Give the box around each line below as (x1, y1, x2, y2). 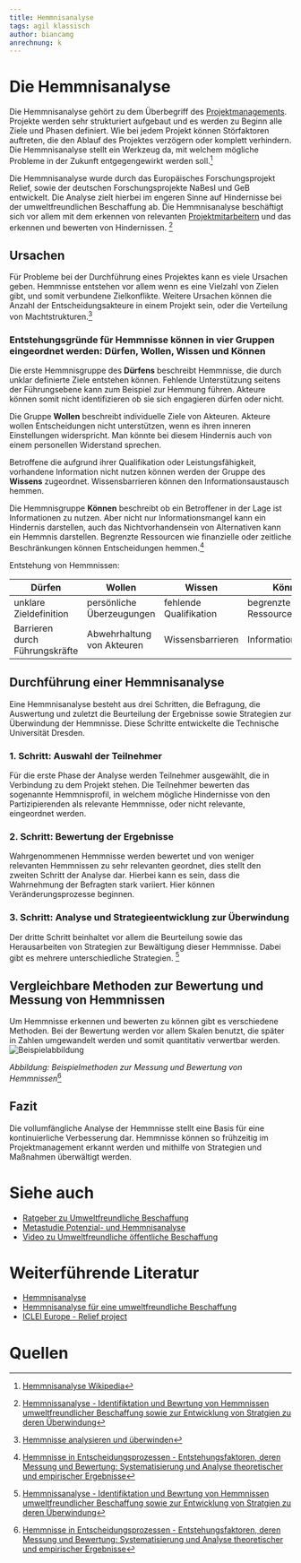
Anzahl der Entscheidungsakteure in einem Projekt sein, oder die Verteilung (9, 300, 288, 311)
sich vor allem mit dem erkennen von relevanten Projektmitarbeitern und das (9, 211, 291, 221)
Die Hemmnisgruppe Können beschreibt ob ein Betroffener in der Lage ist (9, 503, 282, 514)
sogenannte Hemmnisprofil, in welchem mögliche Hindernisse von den (9, 790, 271, 800)
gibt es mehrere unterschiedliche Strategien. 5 (9, 951, 180, 963)
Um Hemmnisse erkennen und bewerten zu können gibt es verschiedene (9, 1016, 279, 1027)
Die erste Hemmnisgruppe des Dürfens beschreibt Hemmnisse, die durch (9, 365, 282, 376)
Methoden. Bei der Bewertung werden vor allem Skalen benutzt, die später (9, 1025, 285, 1036)
